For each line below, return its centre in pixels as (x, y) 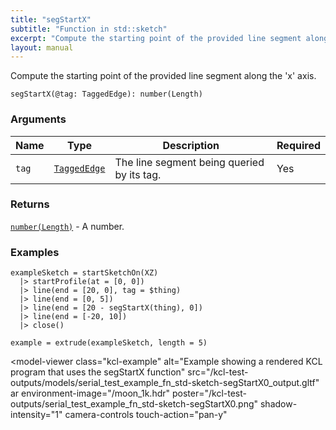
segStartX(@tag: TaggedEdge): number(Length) (106, 94)
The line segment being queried (189, 162)
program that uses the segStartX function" (98, 372)
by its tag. (138, 174)
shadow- (278, 404)
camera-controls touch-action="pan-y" (146, 415)
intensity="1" (36, 415)
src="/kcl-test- (218, 372)
